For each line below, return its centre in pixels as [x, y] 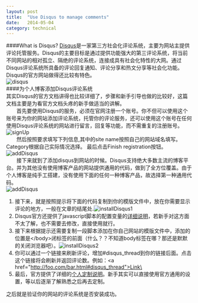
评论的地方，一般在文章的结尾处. [54, 209]
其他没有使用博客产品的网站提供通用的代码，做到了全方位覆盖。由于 [109, 168]
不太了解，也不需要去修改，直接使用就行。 [66, 224]
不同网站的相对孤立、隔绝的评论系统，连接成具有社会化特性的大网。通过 [94, 60]
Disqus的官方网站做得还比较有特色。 [51, 75]
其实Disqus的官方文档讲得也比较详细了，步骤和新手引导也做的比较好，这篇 [97, 96]
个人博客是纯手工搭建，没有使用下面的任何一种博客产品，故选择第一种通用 [96, 175]
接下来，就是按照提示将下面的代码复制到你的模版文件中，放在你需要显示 [102, 201]
